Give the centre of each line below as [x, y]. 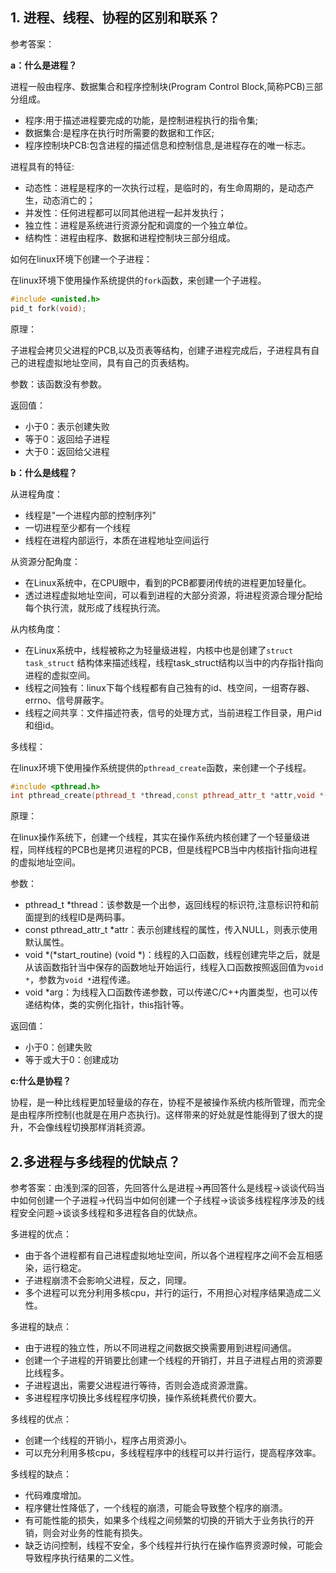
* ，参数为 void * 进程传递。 [80, 980]
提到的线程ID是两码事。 [82, 917]
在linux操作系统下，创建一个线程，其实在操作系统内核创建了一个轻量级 [156, 837]
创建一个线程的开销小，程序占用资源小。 [108, 1440]
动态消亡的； [69, 200]
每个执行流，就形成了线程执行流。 [95, 607]
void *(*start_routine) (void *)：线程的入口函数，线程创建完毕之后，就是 [172, 955]
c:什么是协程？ [41, 1081]
